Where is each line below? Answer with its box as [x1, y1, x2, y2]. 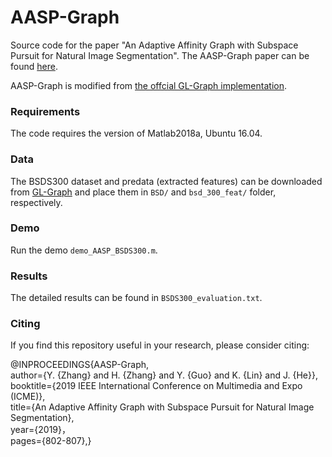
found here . [10, 60, 58, 72]
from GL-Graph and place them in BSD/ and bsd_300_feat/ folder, [10, 186, 277, 198]
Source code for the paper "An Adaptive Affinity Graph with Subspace [10, 39, 299, 51]
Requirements [10, 104, 81, 118]
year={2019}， [10, 424, 71, 436]
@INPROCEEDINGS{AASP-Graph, [10, 359, 150, 371]
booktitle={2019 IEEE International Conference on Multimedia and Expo [10, 380, 303, 392]
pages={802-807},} [10, 435, 92, 447]
